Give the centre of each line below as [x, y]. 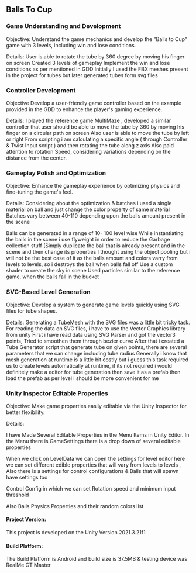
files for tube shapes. [32, 311]
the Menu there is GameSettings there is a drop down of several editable [94, 441]
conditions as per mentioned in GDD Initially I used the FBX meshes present [97, 69]
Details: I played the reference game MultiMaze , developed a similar [89, 120]
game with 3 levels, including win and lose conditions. [71, 45]
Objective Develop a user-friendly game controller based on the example [94, 103]
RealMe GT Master [28, 565]
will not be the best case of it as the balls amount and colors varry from [92, 258]
